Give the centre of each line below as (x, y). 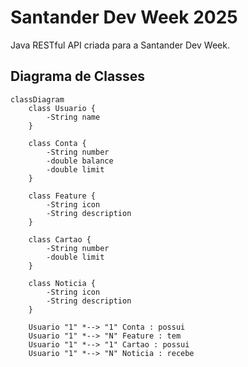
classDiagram (37, 99)
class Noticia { (62, 283)
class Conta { (57, 143)
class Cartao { (60, 239)
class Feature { (62, 196)
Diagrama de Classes (78, 76)
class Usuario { (62, 108)
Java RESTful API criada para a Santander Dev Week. (120, 45)
